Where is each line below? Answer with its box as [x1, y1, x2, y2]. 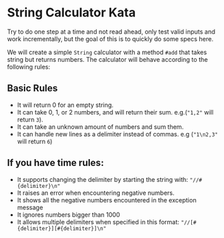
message [16, 203, 43, 211]
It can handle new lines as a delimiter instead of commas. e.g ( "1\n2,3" [16, 130, 218, 138]
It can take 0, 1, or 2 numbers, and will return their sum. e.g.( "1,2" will [16, 108, 214, 116]
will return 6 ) [16, 137, 53, 145]
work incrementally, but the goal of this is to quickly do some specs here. [7, 34, 214, 43]
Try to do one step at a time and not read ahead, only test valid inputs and [7, 27, 216, 36]
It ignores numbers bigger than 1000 [16, 211, 121, 219]
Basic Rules [7, 82, 58, 94]
